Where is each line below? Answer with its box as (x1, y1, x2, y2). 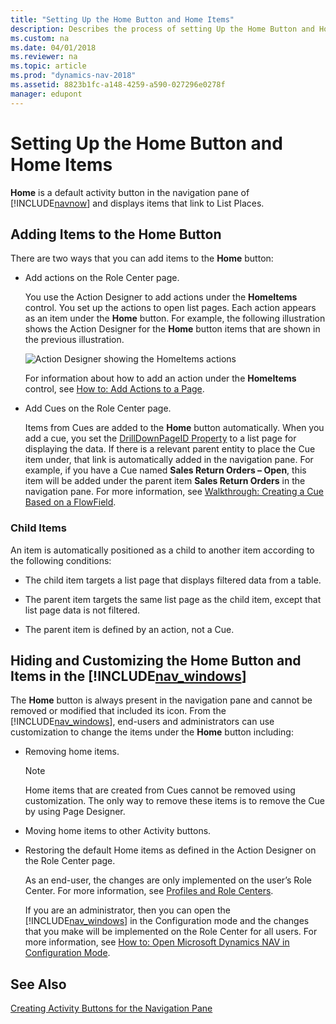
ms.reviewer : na (10, 52, 78, 62)
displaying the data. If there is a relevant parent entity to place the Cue (24, 443, 316, 455)
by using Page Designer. (24, 806, 126, 818)
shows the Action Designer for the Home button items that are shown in (24, 323, 321, 335)
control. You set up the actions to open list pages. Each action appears (24, 302, 317, 314)
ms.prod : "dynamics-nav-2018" (10, 71, 137, 81)
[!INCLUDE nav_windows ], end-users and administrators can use (10, 716, 275, 728)
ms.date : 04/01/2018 (10, 42, 97, 53)
